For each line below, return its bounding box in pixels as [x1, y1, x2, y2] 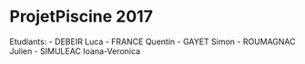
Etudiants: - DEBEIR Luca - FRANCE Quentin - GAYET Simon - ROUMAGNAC [9, 36, 296, 47]
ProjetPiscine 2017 [9, 6, 153, 27]
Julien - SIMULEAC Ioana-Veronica [9, 45, 141, 56]
